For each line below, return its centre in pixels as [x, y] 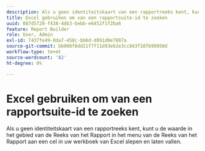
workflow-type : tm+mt [34, 52]
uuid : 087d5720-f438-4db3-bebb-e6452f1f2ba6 [64, 23]
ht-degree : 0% [24, 63]
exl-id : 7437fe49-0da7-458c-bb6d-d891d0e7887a [67, 40]
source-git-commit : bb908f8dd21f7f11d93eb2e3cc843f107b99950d [87, 46]
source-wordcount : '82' [37, 57]
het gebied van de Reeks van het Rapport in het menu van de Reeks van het [102, 135]
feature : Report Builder [38, 29]
